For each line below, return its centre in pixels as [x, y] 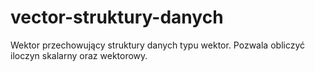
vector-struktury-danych [117, 17]
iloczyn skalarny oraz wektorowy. [79, 55]
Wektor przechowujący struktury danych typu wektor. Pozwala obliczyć [158, 45]
